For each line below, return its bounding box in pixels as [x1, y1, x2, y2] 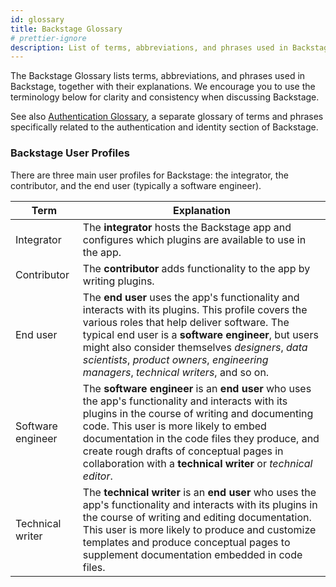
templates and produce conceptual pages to [82, 535, 291, 549]
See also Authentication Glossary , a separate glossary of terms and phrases [10, 111, 324, 123]
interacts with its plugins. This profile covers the [82, 302, 308, 316]
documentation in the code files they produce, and [82, 431, 320, 445]
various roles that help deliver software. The [82, 315, 290, 329]
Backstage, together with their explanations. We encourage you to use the [10, 81, 316, 93]
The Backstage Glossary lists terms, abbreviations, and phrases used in [10, 70, 306, 82]
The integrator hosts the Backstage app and [82, 220, 292, 234]
